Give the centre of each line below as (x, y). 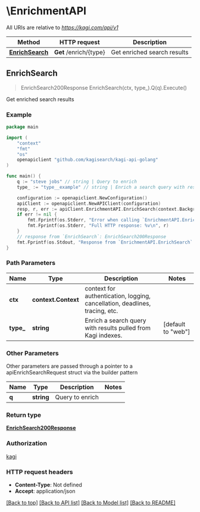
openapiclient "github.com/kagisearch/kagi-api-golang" (88, 160)
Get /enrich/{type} (79, 52)
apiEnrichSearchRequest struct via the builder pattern (72, 373)
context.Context (55, 299)
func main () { (24, 176)
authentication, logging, (118, 296)
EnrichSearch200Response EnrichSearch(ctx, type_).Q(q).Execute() (104, 88)
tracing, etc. (101, 311)
